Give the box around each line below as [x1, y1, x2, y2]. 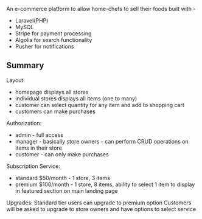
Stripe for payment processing [15, 30, 92, 37]
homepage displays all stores [15, 88, 89, 96]
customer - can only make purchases [15, 150, 110, 158]
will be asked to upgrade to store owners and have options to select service [6, 205, 197, 212]
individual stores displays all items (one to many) [15, 94, 138, 102]
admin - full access [15, 131, 64, 139]
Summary [6, 60, 44, 71]
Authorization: [6, 119, 42, 127]
